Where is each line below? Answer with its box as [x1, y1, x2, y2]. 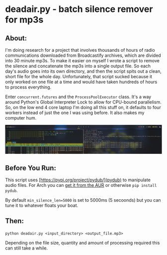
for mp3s [5, 14, 44, 25]
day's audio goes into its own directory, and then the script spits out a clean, [5, 68, 162, 74]
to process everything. [5, 84, 52, 90]
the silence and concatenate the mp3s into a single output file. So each [5, 63, 151, 69]
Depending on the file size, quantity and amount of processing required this [5, 240, 160, 246]
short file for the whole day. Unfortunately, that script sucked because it [5, 74, 153, 79]
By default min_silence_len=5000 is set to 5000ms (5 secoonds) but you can [5, 197, 161, 203]
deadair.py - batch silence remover [5, 3, 153, 15]
